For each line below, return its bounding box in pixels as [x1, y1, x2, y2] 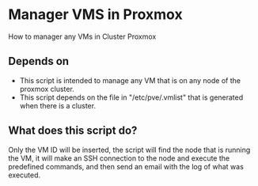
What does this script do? [8, 124, 138, 138]
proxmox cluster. [19, 84, 75, 93]
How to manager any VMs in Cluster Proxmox [8, 32, 157, 41]
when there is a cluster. [19, 101, 97, 110]
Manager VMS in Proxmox [8, 6, 184, 24]
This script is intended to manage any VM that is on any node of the [19, 75, 241, 85]
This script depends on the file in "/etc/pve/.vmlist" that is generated [19, 93, 244, 102]
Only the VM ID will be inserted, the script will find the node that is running [8, 145, 251, 154]
